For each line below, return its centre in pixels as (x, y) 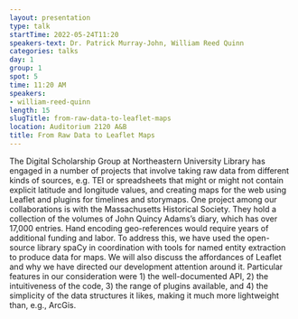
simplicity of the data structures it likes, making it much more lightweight (144, 296)
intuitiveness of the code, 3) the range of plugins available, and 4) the (139, 286)
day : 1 (22, 60)
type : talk (30, 26)
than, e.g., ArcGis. (43, 305)
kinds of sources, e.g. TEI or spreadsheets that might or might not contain (147, 180)
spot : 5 (24, 77)
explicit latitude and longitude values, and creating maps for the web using (148, 190)
